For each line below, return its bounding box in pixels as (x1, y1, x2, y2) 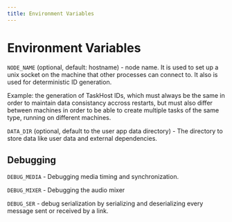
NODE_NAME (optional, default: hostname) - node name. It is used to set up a (7, 63, 219, 71)
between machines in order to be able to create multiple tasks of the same (7, 105, 220, 114)
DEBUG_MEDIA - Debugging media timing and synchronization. (7, 173, 179, 181)
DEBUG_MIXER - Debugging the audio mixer (7, 186, 125, 194)
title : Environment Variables (7, 10, 95, 17)
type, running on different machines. (7, 113, 111, 121)
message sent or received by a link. (7, 207, 109, 215)
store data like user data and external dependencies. (7, 134, 158, 142)
